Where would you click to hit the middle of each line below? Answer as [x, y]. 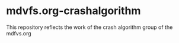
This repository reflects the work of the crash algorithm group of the [89, 27]
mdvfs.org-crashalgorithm [73, 11]
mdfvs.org [19, 33]
